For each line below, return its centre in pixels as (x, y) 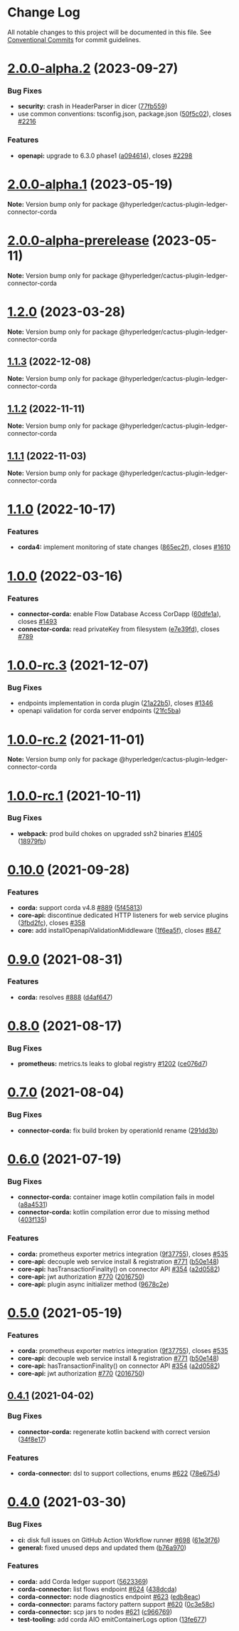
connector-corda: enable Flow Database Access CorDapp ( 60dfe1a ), (119, 613)
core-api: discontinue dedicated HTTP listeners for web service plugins (123, 915)
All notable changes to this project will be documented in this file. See (110, 32)
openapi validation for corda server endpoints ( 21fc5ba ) (99, 711)
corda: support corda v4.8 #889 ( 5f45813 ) (80, 908)
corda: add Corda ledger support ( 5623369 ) (83, 1581)
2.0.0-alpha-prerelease (78, 240)
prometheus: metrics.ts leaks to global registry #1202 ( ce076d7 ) (113, 1064)
